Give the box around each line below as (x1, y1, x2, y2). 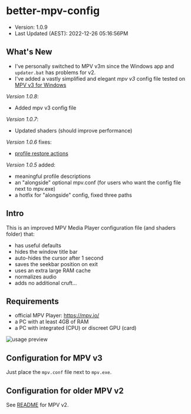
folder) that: (6, 230, 35, 237)
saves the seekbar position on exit (14, 260, 98, 267)
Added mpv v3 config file (14, 104, 77, 111)
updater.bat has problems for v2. (14, 69, 96, 76)
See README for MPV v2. (6, 402, 69, 408)
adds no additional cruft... (14, 279, 77, 286)
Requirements (6, 296, 59, 306)
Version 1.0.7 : (6, 115, 39, 122)
